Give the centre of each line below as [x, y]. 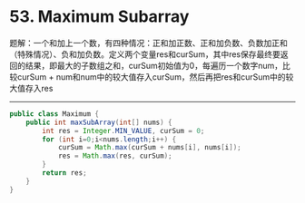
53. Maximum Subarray [99, 17]
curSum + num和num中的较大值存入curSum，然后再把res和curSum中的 [151, 77]
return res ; [65, 173]
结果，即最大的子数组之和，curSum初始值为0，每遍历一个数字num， [154, 65]
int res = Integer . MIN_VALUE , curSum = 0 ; [123, 130]
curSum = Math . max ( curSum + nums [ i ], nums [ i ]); [150, 148]
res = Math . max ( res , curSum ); [115, 156]
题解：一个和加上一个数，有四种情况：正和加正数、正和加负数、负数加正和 [148, 43]
